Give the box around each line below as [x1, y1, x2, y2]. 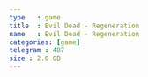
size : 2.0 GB [9, 54, 62, 63]
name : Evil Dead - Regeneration [9, 29, 140, 38]
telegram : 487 [9, 46, 65, 55]
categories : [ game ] [9, 37, 81, 47]
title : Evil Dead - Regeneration [9, 21, 140, 30]
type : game [9, 12, 62, 22]
